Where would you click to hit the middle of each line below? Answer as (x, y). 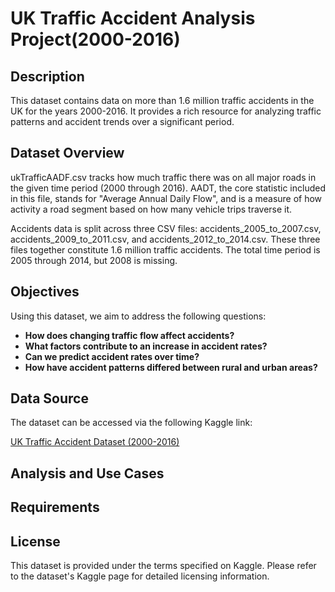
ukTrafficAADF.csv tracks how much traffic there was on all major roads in (163, 177)
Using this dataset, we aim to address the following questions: (138, 316)
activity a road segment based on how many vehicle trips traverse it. (151, 209)
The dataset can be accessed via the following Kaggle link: (131, 423)
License (35, 541)
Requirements (55, 507)
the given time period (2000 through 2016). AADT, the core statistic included (168, 188)
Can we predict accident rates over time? (112, 356)
